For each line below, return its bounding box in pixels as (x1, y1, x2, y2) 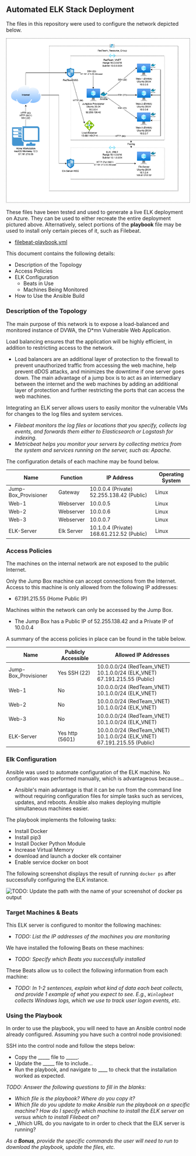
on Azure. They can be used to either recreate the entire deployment (6, 215, 171, 222)
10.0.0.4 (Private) (89, 486, 133, 493)
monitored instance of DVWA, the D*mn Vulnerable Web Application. (6, 326, 171, 333)
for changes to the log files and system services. (6, 410, 124, 417)
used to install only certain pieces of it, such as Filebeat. (6, 228, 141, 235)
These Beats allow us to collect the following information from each (6, 966, 168, 973)
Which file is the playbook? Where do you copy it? (14, 1095, 135, 1102)
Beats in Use (23, 280, 54, 287)
